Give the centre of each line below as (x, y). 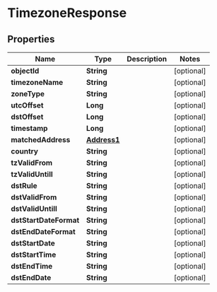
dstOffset (27, 117)
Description (147, 59)
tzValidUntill (32, 174)
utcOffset (27, 105)
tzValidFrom (32, 163)
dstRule (24, 186)
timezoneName (37, 82)
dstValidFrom (34, 197)
